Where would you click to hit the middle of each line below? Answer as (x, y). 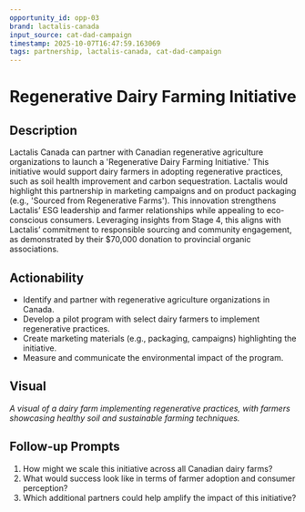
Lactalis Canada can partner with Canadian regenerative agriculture (137, 152)
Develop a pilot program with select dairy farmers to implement (141, 319)
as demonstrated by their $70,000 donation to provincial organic (130, 240)
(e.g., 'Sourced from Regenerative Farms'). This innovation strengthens (143, 200)
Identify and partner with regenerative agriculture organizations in (146, 299)
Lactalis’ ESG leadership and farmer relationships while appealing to (137, 210)
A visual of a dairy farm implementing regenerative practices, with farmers (150, 408)
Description (43, 130)
